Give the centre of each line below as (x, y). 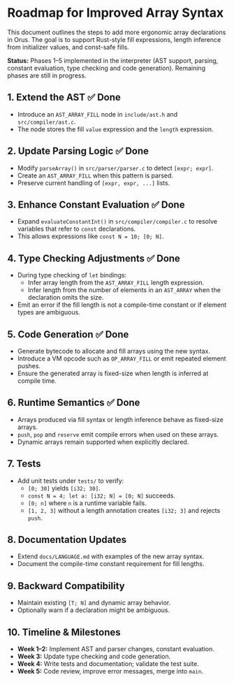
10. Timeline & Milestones (64, 632)
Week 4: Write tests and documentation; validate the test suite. (108, 664)
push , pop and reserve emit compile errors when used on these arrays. (118, 434)
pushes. (29, 366)
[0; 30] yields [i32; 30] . (64, 488)
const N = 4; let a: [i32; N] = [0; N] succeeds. (102, 495)
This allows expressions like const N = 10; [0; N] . (90, 236)
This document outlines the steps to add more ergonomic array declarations (117, 32)
